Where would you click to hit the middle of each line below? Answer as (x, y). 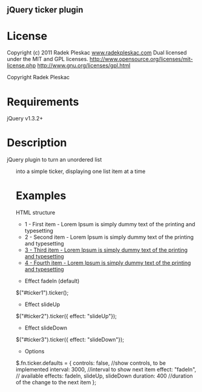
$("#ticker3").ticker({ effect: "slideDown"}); (70, 340)
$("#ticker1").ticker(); (42, 293)
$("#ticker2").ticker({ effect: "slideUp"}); (66, 316)
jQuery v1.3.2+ (25, 119)
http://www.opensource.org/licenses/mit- (141, 59)
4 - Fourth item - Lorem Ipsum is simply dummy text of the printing (108, 263)
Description (37, 143)
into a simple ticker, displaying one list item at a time (80, 171)
